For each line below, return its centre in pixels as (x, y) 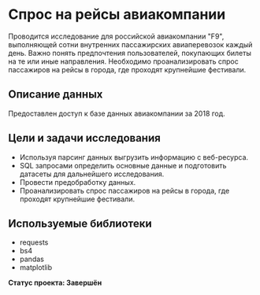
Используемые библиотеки (80, 223)
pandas (32, 259)
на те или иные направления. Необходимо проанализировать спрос (123, 61)
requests (34, 242)
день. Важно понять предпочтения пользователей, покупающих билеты (130, 53)
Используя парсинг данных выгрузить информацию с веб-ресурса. (134, 157)
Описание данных (56, 95)
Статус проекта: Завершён (55, 283)
